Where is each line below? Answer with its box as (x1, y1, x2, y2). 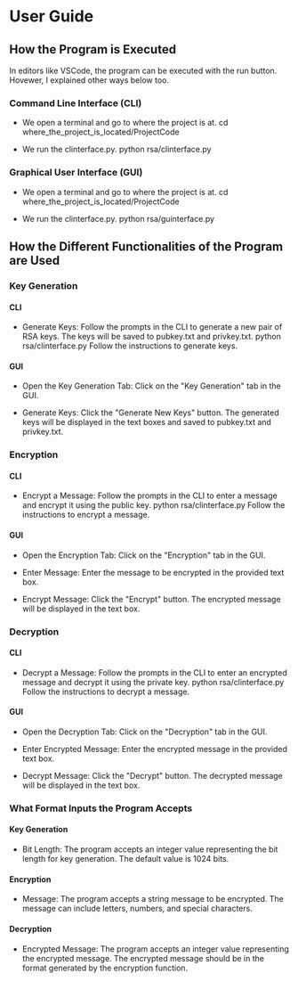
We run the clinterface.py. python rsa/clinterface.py (21, 144, 212, 155)
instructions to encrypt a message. (21, 510, 150, 520)
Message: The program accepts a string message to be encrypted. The (21, 894, 285, 904)
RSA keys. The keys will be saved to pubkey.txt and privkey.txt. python (21, 331, 282, 342)
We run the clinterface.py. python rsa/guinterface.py (21, 213, 215, 224)
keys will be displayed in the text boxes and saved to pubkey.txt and (21, 417, 271, 428)
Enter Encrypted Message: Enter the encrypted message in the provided (21, 743, 287, 754)
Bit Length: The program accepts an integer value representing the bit (21, 844, 278, 855)
